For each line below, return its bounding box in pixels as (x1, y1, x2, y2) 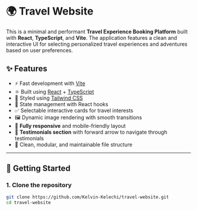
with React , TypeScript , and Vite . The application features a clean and (6, 34, 178, 41)
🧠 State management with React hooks (14, 100, 108, 107)
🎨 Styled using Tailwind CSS (14, 94, 83, 101)
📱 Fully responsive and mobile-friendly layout (14, 122, 126, 129)
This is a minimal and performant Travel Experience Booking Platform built (6, 28, 188, 35)
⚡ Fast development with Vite (14, 80, 86, 87)
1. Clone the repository (6, 181, 72, 189)
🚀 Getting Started (6, 164, 71, 174)
